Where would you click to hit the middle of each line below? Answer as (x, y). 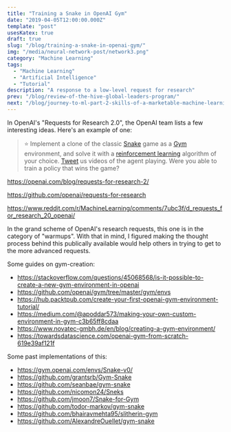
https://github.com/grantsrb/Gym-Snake (74, 377)
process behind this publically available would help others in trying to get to (114, 243)
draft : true (24, 39)
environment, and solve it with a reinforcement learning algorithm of (120, 153)
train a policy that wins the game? (71, 168)
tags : (15, 65)
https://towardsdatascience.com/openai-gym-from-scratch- (103, 336)
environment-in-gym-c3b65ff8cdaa (68, 321)
